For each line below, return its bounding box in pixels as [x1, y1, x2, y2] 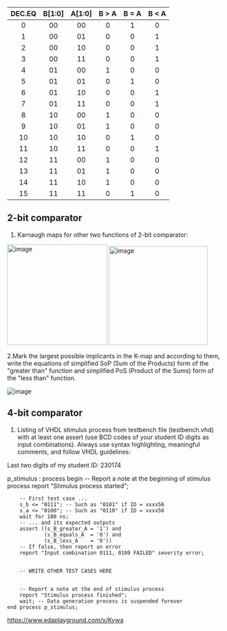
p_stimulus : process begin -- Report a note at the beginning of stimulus [7, 474, 211, 483]
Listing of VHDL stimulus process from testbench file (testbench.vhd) [17, 425, 215, 434]
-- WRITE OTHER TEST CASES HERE [19, 567, 112, 574]
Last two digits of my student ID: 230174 [7, 460, 122, 469]
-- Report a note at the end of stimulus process [19, 585, 165, 592]
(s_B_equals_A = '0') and [43, 531, 122, 538]
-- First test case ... [19, 495, 88, 502]
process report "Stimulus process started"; [7, 481, 129, 489]
